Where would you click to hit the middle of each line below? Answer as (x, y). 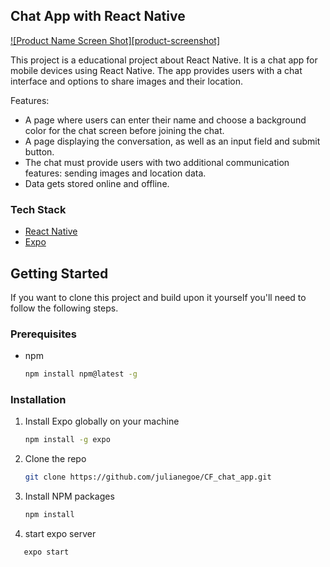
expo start (46, 552)
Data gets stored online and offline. (97, 183)
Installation (38, 400)
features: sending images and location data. (115, 173)
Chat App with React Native (98, 16)
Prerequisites (43, 334)
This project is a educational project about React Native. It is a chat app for (164, 60)
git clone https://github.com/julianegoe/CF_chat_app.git (148, 477)
